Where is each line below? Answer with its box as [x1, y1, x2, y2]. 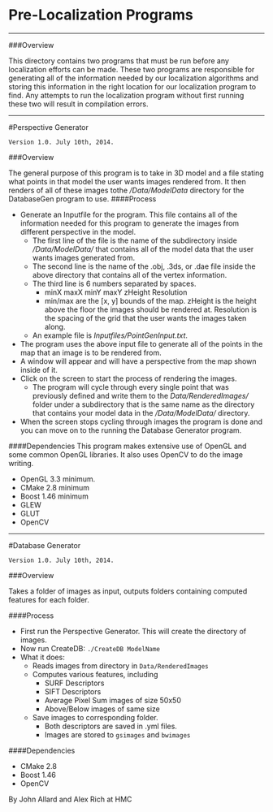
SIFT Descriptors [44, 686, 102, 696]
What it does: [19, 652, 65, 662]
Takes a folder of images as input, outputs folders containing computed [8, 586, 248, 596]
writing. [8, 458, 34, 468]
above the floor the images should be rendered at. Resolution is [44, 304, 258, 314]
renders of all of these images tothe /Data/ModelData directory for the [8, 185, 245, 195]
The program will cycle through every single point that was [32, 382, 229, 391]
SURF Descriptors [44, 678, 105, 688]
